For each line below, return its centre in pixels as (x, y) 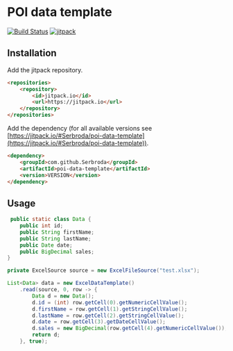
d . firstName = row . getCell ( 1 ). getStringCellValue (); (110, 309)
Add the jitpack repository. (45, 70)
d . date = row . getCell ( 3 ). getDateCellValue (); (99, 322)
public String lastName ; (55, 238)
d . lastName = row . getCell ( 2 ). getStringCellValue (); (109, 316)
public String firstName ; (57, 232)
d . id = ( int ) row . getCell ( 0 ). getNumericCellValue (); (110, 302)
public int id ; (42, 226)
